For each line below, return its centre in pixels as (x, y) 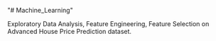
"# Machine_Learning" (40, 10)
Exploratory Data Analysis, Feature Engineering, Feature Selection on (108, 24)
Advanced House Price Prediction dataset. (70, 31)
